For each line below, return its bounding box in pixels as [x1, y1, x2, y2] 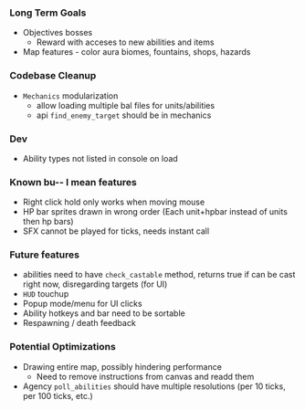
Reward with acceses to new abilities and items [36, 37, 215, 47]
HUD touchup [22, 289, 69, 300]
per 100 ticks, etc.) [22, 390, 93, 401]
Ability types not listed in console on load [22, 152, 178, 163]
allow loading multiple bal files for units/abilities [36, 100, 216, 110]
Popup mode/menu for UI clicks [22, 299, 143, 310]
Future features [9, 248, 80, 261]
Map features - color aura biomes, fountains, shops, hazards [22, 47, 251, 58]
